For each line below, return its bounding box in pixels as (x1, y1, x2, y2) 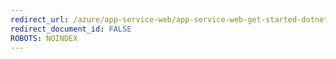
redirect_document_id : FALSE (10, 24, 132, 34)
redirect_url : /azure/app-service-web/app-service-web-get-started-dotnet (10, 14, 329, 25)
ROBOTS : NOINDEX (10, 33, 78, 43)
